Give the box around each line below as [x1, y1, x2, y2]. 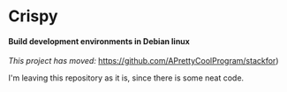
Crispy [8, 6, 58, 27]
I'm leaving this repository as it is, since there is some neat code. [8, 73, 245, 83]
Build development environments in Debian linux [8, 35, 191, 46]
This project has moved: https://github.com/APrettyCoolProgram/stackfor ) [8, 56, 279, 66]
